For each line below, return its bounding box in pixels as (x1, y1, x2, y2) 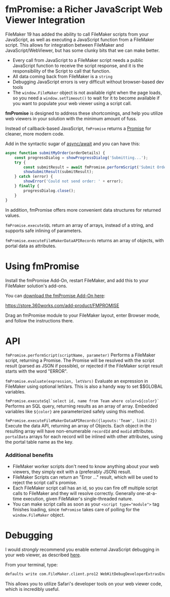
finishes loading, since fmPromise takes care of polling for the (12, 506, 140, 512)
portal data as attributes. (5, 243, 57, 249)
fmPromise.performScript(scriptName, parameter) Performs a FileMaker (5, 352, 156, 358)
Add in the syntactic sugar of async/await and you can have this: (5, 141, 140, 147)
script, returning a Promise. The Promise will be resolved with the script (5, 357, 154, 363)
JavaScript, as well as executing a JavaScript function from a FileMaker (5, 37, 154, 43)
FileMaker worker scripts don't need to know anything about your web (12, 463, 159, 469)
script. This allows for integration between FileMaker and (5, 42, 124, 48)
